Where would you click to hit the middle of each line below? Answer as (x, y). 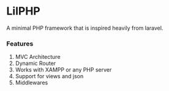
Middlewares (32, 83)
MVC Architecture (38, 57)
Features (20, 44)
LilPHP (24, 11)
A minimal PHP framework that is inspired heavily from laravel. (85, 28)
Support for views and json (49, 76)
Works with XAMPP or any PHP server (63, 70)
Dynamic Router (36, 63)
